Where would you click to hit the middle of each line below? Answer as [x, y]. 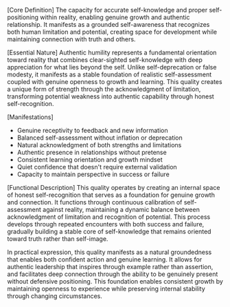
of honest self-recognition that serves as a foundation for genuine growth [111, 195]
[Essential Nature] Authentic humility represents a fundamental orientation [112, 52]
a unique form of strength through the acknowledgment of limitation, [104, 89]
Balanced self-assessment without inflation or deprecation [100, 138]
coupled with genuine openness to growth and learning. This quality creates [115, 82]
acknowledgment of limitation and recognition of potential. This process [109, 217]
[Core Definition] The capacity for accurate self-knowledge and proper [107, 10]
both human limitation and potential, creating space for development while [112, 32]
